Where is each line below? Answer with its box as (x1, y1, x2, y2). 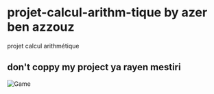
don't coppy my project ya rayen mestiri (7, 61, 181, 73)
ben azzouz (7, 19, 75, 35)
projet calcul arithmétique (7, 42, 80, 50)
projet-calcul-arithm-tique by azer (7, 5, 208, 20)
